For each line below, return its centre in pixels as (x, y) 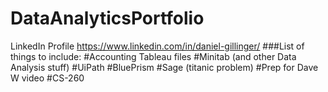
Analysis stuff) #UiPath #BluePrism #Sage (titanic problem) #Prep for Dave (164, 67)
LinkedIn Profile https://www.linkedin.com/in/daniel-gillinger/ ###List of (157, 46)
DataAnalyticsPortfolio (107, 18)
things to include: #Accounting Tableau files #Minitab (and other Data (153, 56)
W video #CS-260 (47, 78)
